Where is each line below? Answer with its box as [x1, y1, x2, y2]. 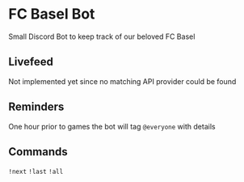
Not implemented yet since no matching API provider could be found [8, 76, 237, 86]
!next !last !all [8, 167, 64, 176]
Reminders [8, 100, 65, 114]
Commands [8, 145, 69, 159]
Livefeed [8, 55, 54, 69]
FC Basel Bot [8, 5, 95, 23]
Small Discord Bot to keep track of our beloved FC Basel [8, 32, 196, 41]
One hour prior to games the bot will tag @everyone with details [8, 121, 216, 131]
